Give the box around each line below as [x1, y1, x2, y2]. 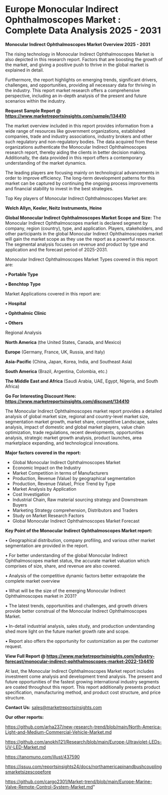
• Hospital [5, 300, 26, 306]
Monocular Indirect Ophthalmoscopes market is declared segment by [5, 220, 148, 226]
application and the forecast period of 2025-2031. [5, 246, 108, 252]
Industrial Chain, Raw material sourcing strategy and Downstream [12, 497, 147, 503]
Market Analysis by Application [12, 486, 76, 492]
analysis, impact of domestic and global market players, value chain [5, 424, 145, 430]
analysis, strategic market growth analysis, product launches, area [5, 435, 142, 441]
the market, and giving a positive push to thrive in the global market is [5, 62, 149, 68]
